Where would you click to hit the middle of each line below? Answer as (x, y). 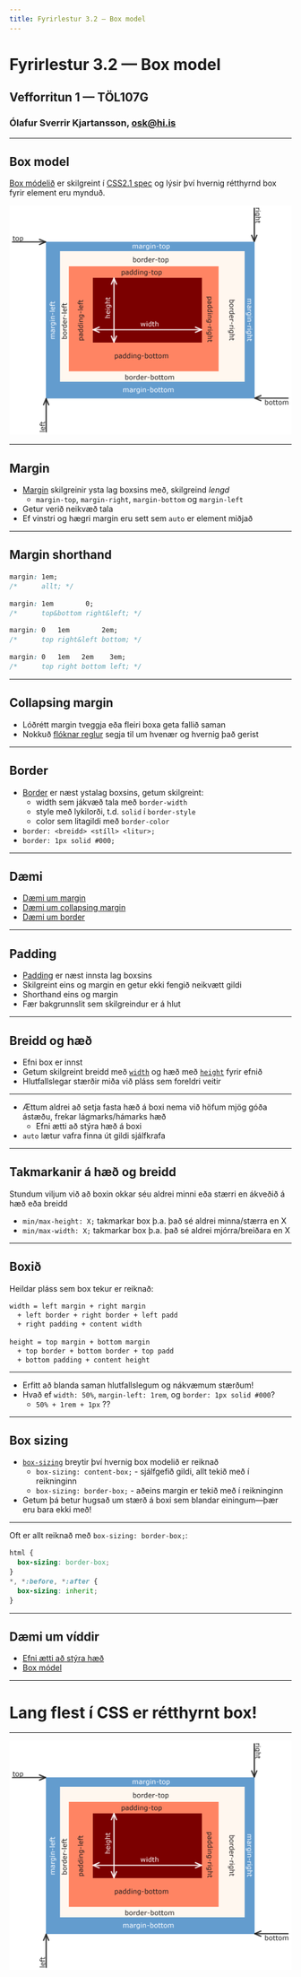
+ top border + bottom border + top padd (96, 1351)
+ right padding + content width (80, 1324)
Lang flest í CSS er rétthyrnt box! (133, 1712)
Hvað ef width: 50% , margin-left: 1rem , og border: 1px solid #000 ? (149, 1394)
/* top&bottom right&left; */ (76, 613)
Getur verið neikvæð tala (68, 509)
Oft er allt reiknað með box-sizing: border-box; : (99, 1536)
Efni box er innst (52, 1062)
